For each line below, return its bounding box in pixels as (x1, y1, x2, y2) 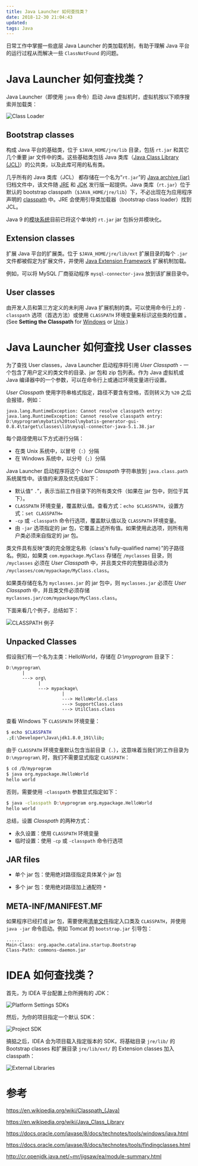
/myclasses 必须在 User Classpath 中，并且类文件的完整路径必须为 (6, 559, 169, 566)
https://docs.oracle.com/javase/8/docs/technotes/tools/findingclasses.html (6, 1142, 191, 1148)
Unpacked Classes (6, 637, 77, 647)
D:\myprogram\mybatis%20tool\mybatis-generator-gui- (6, 419, 139, 424)
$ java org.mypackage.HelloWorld (6, 771, 89, 777)
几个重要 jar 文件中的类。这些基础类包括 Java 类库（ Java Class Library (6, 154, 179, 161)
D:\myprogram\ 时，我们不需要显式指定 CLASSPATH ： (6, 754, 130, 761)
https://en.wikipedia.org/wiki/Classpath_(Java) (6, 1107, 120, 1114)
